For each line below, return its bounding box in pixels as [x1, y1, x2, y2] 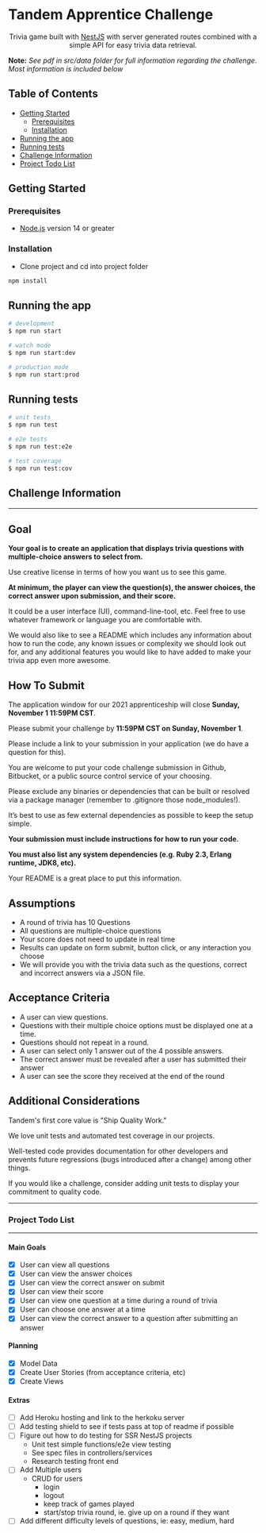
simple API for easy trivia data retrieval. [68, 40, 197, 49]
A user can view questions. [19, 1012, 108, 1022]
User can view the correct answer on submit [19, 1278, 165, 1288]
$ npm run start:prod [8, 371, 80, 379]
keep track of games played [43, 1499, 135, 1509]
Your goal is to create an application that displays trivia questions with [8, 544, 245, 553]
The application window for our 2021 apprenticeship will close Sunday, [8, 700, 240, 710]
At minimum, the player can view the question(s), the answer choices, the [8, 583, 256, 592]
